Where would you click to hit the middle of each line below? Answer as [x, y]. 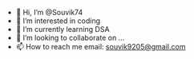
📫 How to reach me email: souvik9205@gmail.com [101, 47]
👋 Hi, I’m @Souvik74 [49, 12]
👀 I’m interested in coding [58, 21]
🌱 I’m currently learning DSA [63, 29]
